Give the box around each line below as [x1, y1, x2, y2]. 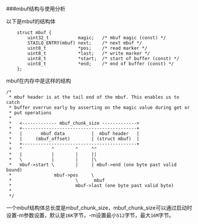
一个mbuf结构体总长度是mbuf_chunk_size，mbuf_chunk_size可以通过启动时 [6, 204, 192, 211]
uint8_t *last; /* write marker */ [27, 51, 150, 56]
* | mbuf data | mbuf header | [8, 131, 140, 137]
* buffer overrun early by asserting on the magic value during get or [8, 105, 190, 111]
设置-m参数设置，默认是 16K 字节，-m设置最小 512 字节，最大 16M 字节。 [6, 212, 174, 219]
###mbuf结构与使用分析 [6, 5, 65, 12]
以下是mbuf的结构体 [6, 18, 56, 25]
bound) [6, 167, 23, 173]
